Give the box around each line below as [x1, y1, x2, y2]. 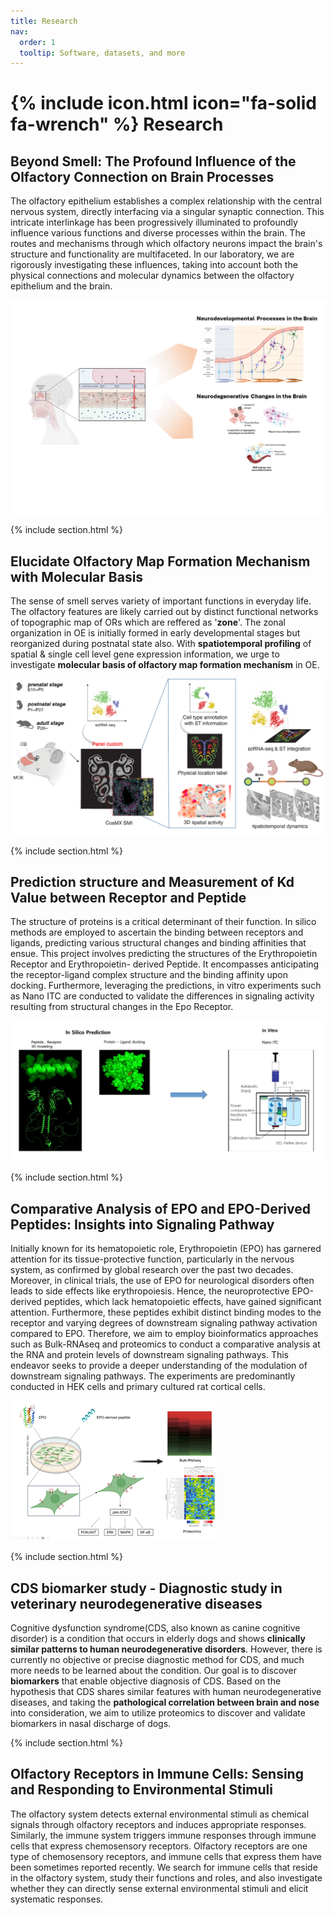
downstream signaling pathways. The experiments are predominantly [10, 1370, 296, 1382]
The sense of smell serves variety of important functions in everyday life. [10, 595, 312, 607]
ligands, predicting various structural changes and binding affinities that [10, 937, 307, 949]
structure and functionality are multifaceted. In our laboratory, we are [10, 248, 295, 260]
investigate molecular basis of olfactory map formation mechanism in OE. [10, 659, 320, 671]
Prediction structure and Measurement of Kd [10, 874, 295, 891]
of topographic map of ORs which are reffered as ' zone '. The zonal [10, 616, 286, 629]
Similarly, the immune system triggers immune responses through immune [10, 1829, 317, 1841]
